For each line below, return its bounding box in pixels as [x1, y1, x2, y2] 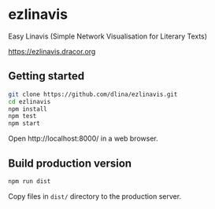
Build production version [8, 156, 132, 170]
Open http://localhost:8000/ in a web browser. [8, 134, 159, 143]
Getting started [8, 69, 85, 83]
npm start [8, 119, 41, 127]
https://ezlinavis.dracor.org [8, 46, 96, 56]
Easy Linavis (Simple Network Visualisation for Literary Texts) [8, 31, 207, 41]
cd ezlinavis [8, 97, 51, 105]
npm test [8, 112, 37, 120]
